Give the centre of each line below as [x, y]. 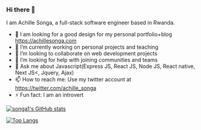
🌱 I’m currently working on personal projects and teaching [87, 47]
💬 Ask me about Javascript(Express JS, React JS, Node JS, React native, [105, 66]
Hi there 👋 [21, 10]
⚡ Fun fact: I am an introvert [49, 95]
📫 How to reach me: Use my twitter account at [73, 79]
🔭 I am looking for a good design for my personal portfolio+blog [93, 34]
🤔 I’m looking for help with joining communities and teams [86, 60]
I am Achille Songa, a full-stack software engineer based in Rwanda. [91, 23]
